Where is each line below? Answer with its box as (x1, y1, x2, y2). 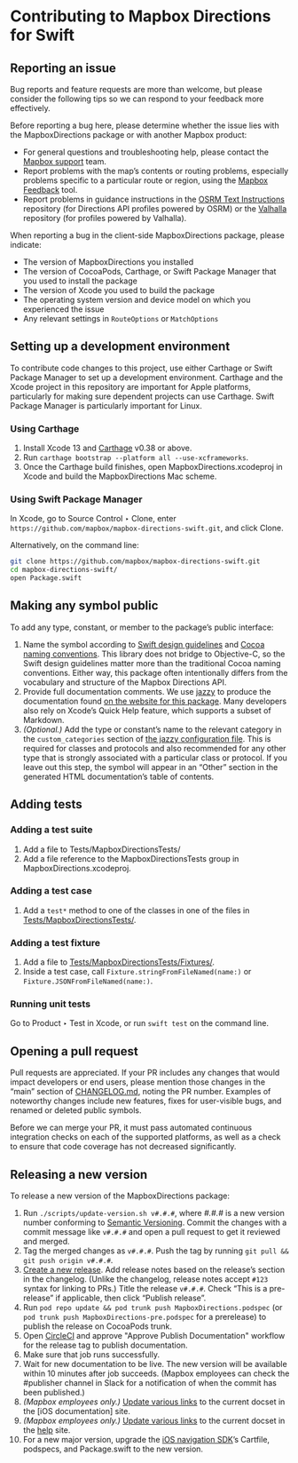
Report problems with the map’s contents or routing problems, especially (22, 166, 289, 176)
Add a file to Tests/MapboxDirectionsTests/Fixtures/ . (22, 957, 216, 967)
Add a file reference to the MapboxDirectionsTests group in (22, 853, 239, 863)
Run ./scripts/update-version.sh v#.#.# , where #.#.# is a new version (22, 1208, 285, 1219)
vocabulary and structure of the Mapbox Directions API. (22, 677, 227, 688)
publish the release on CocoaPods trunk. (22, 1321, 172, 1332)
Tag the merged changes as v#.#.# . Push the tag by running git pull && (22, 1245, 289, 1256)
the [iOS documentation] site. (22, 1406, 131, 1417)
